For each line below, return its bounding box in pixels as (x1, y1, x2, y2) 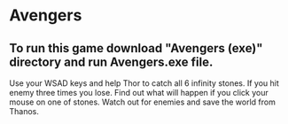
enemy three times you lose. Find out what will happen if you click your (9, 88, 269, 97)
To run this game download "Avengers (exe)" (9, 41, 263, 56)
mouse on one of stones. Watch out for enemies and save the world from (9, 97, 276, 107)
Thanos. (9, 106, 40, 116)
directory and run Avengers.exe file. (9, 54, 214, 69)
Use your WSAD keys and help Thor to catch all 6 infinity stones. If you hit (9, 78, 279, 89)
